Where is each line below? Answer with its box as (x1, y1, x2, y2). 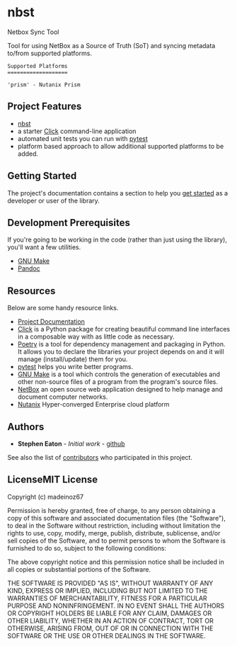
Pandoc (17, 264, 40, 273)
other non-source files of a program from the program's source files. (17, 378, 218, 386)
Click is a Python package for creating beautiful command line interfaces (17, 325, 231, 334)
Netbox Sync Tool (7, 28, 59, 36)
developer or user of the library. (7, 196, 100, 205)
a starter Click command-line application (17, 127, 137, 135)
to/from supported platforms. (7, 49, 92, 57)
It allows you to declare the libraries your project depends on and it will (17, 348, 224, 356)
